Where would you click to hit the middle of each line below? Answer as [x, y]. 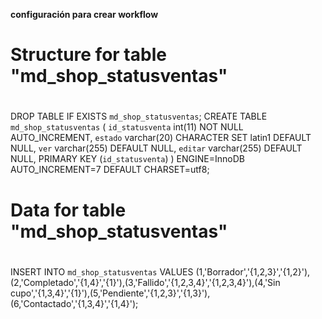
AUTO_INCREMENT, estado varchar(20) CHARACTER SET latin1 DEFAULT [161, 138]
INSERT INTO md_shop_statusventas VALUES [102, 271]
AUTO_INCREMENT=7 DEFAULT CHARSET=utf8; [110, 170]
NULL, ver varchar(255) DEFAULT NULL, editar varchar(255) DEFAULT [156, 148]
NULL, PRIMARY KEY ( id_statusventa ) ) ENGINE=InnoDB [127, 159]
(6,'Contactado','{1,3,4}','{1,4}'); [74, 303]
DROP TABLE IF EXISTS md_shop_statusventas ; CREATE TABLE [139, 116]
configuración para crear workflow [84, 14]
